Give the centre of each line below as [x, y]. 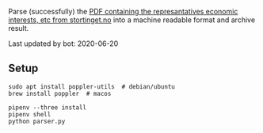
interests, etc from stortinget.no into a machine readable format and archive [132, 20]
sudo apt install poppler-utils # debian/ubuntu [92, 86]
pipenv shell [30, 114]
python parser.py [37, 121]
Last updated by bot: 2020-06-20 [63, 44]
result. [19, 28]
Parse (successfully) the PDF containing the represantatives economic [123, 11]
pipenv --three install [48, 107]
